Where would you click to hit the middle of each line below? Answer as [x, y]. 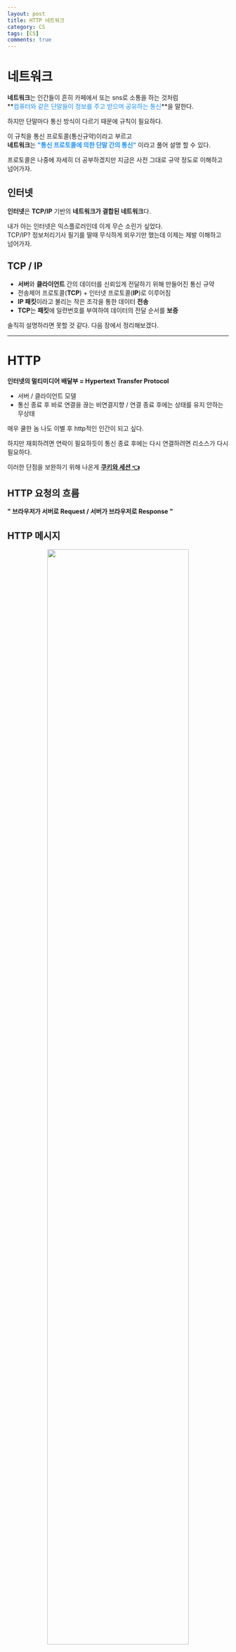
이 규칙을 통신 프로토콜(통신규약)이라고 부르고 [70, 136]
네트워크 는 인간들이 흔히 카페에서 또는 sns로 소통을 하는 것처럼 [93, 98]
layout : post [26, 14]
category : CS [26, 27]
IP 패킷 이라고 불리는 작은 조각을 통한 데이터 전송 [83, 301]
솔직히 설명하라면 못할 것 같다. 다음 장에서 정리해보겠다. [83, 325]
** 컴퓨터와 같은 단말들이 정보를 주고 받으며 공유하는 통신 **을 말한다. [101, 107]
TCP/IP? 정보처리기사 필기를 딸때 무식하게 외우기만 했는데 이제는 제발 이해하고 [114, 234]
